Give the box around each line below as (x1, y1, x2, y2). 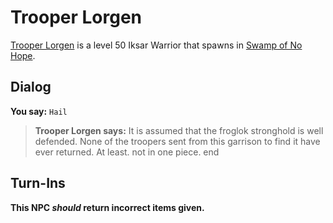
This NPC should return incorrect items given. (10, 201, 205, 213)
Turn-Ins (10, 175, 66, 192)
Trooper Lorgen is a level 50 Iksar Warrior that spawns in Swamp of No (10, 39, 303, 51)
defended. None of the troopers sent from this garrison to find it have (34, 135, 321, 147)
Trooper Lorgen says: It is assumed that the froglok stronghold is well (34, 124, 324, 136)
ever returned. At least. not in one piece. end (34, 146, 220, 158)
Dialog (10, 79, 52, 96)
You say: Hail (10, 105, 68, 117)
